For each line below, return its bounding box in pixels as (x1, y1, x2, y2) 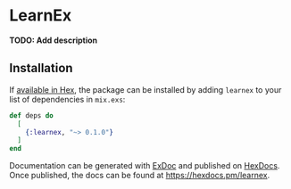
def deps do (9, 111, 54, 120)
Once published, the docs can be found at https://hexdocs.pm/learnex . (9, 170, 270, 181)
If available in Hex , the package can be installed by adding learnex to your (9, 84, 282, 94)
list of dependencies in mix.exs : (9, 94, 126, 104)
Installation (9, 61, 73, 76)
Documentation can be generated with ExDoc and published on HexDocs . (9, 160, 280, 171)
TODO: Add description (9, 35, 98, 45)
